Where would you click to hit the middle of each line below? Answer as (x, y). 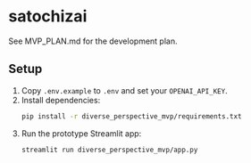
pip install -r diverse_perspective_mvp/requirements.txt (131, 116)
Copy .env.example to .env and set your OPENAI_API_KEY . (125, 90)
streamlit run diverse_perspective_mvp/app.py (109, 150)
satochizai (48, 16)
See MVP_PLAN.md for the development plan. (93, 41)
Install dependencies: (61, 100)
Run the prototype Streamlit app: (81, 133)
